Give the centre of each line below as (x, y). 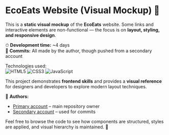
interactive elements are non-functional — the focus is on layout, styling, (82, 29)
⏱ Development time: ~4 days (38, 45)
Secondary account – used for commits (54, 112)
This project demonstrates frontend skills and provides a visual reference (84, 81)
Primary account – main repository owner (56, 106)
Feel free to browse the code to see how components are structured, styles (84, 121)
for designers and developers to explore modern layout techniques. (76, 86)
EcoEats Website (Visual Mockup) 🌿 (82, 10)
